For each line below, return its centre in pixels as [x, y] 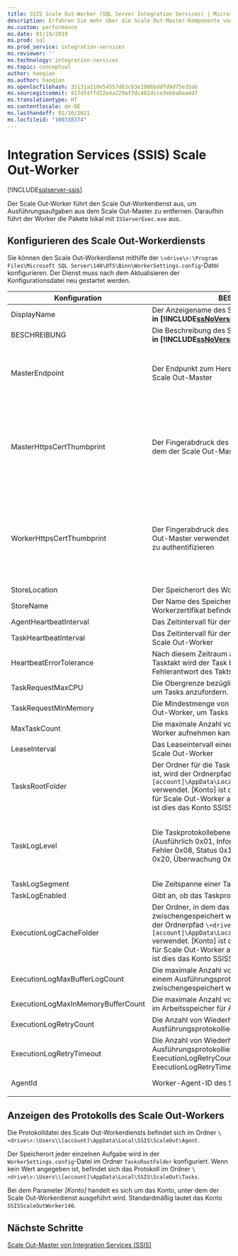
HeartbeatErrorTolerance [52, 663]
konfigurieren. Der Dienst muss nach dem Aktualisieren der [93, 273]
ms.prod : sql [27, 41]
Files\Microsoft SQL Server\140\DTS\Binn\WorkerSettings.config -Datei [113, 265]
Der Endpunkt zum [183, 369]
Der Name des [176, 601]
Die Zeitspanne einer [186, 884]
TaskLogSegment [40, 884]
